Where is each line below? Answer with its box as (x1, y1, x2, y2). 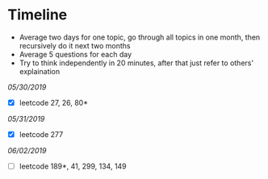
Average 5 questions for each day (19, 49, 132, 59)
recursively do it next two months (19, 40, 131, 50)
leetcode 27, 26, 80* (19, 98, 88, 107)
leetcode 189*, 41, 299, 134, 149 (19, 161, 127, 171)
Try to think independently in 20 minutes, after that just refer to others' (19, 58, 254, 68)
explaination (19, 66, 61, 76)
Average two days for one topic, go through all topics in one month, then (19, 32, 261, 42)
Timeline (7, 6, 68, 24)
